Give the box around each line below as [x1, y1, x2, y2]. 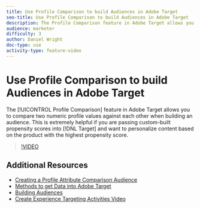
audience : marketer [6, 25, 55, 32]
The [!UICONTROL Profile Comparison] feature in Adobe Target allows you [6, 106, 190, 113]
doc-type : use [6, 42, 42, 48]
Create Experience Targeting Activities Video [14, 195, 126, 202]
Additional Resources [6, 160, 88, 170]
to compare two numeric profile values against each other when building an [6, 112, 193, 120]
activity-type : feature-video [6, 48, 82, 54]
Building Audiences [14, 189, 63, 196]
